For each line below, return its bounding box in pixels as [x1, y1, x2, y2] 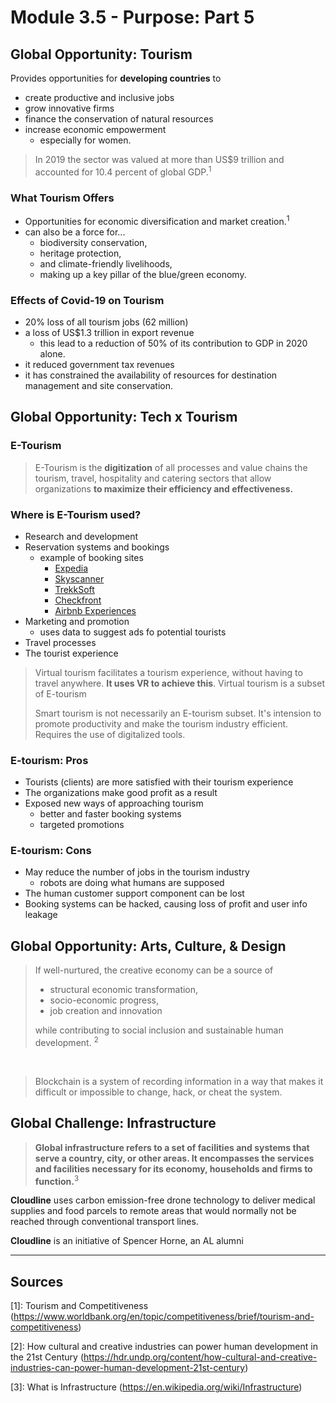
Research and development [24, 530, 139, 542]
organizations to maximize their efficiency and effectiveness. [34, 482, 294, 495]
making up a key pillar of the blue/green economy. [39, 268, 247, 280]
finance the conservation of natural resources [24, 113, 214, 125]
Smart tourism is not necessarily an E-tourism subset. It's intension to [34, 707, 322, 719]
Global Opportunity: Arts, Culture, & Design [10, 937, 287, 955]
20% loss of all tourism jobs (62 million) [24, 316, 189, 328]
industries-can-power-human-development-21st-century [10, 1362, 246, 1374]
